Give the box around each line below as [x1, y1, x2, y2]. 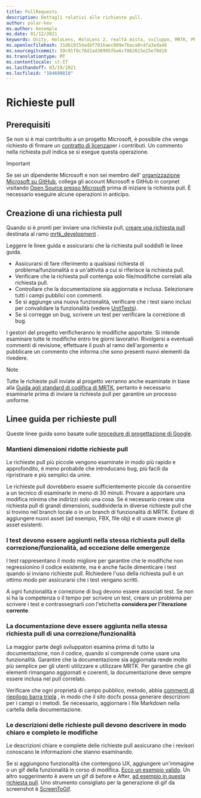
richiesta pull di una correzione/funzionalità [6, 630, 136, 638]
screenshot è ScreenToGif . [6, 785, 72, 793]
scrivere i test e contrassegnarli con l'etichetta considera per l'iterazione [6, 601, 187, 608]
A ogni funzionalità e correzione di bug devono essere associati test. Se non [6, 588, 194, 595]
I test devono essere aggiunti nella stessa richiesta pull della [6, 536, 185, 544]
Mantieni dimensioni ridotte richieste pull [6, 445, 129, 453]
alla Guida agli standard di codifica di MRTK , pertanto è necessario [6, 384, 171, 392]
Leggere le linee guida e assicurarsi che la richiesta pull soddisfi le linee [6, 242, 184, 249]
